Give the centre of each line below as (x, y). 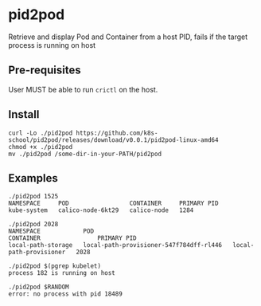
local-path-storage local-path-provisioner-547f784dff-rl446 (115, 245)
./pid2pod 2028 (33, 225)
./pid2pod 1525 (33, 197)
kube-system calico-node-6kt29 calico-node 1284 (101, 210)
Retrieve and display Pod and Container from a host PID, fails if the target (128, 37)
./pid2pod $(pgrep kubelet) (55, 266)
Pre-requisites (45, 71)
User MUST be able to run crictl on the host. (83, 89)
